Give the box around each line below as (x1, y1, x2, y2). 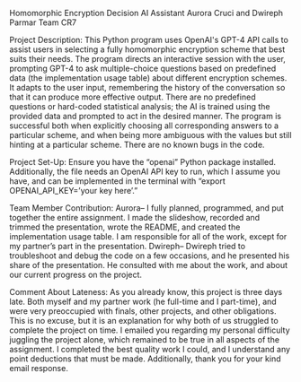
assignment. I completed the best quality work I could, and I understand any (9, 344, 290, 354)
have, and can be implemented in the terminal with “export (9, 176, 226, 187)
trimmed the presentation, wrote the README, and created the (9, 221, 241, 232)
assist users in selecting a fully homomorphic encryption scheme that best (9, 44, 286, 55)
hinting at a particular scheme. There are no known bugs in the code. (9, 139, 265, 150)
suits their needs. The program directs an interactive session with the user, (9, 54, 286, 64)
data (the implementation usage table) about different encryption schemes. (9, 73, 288, 83)
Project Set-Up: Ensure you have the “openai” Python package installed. (9, 157, 277, 167)
